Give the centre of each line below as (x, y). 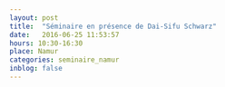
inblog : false (36, 69)
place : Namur (34, 52)
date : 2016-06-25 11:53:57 (64, 34)
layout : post (34, 18)
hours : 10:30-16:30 (46, 43)
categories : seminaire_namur (64, 60)
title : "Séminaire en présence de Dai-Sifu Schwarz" (113, 26)
